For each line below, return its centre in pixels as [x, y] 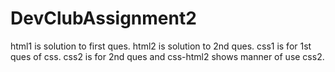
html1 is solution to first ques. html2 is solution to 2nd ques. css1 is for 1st [161, 46]
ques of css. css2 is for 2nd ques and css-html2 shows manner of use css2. [167, 56]
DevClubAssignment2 [103, 18]
